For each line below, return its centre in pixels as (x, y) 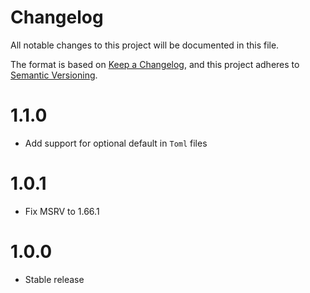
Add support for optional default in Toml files (116, 143)
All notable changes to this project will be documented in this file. (145, 45)
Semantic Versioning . (54, 75)
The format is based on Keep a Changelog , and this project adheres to (155, 64)
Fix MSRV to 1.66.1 (62, 211)
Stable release (54, 279)
